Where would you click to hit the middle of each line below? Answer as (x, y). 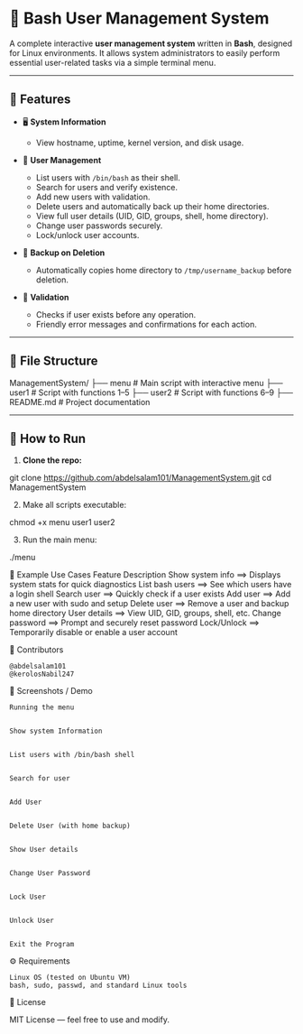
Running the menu (42, 707)
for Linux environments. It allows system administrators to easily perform (145, 52)
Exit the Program (42, 945)
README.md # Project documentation (80, 402)
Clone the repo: (52, 460)
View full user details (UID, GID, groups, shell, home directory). (152, 216)
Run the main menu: (60, 540)
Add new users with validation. (93, 197)
